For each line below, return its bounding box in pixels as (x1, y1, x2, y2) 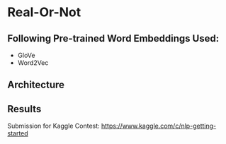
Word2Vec (17, 59, 49, 67)
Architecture (7, 79, 65, 91)
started (7, 129, 28, 138)
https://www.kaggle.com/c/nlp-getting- (101, 121, 217, 131)
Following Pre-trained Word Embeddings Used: (7, 32, 220, 44)
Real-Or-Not (7, 4, 81, 20)
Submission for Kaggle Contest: (7, 121, 101, 131)
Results (7, 103, 42, 115)
